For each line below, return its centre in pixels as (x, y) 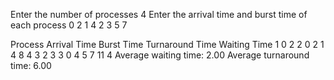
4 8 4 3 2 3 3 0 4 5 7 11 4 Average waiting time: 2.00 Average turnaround (160, 55)
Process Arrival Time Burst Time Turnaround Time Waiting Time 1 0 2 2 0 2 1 (167, 44)
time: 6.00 (31, 65)
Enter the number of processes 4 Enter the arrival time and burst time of (159, 14)
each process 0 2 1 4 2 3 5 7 (69, 25)
